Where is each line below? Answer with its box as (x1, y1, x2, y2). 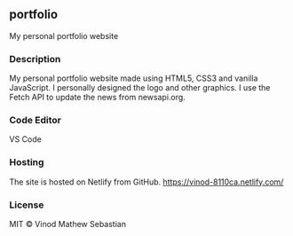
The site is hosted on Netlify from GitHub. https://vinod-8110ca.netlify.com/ (9, 177, 284, 187)
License (9, 199, 44, 211)
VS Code (9, 134, 42, 145)
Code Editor (9, 114, 62, 127)
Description (9, 52, 61, 65)
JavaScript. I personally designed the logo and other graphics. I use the (9, 83, 271, 93)
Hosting (9, 156, 44, 169)
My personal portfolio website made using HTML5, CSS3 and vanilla (9, 73, 258, 83)
